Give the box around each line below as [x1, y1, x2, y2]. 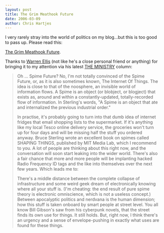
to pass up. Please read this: [5, 40, 63, 46]
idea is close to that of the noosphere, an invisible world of [17, 84, 136, 90]
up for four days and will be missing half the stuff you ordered [17, 129, 142, 135]
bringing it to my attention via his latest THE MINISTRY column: [5, 64, 133, 70]
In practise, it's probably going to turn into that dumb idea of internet [17, 114, 156, 120]
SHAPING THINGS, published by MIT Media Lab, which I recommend [17, 140, 157, 146]
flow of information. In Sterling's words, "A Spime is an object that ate [17, 99, 158, 105]
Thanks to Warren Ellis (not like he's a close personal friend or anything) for [5, 58, 158, 64]
